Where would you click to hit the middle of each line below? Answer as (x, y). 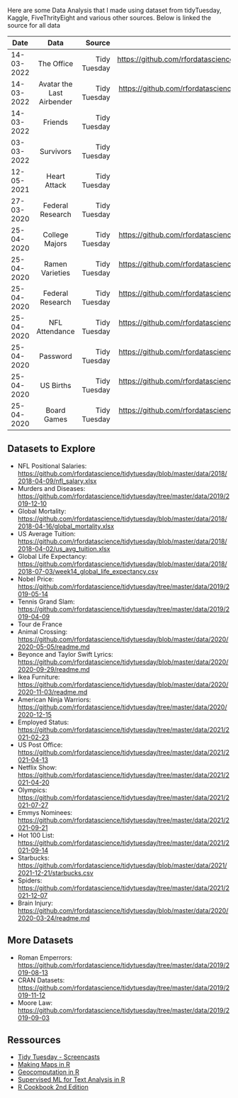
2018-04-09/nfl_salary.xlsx (57, 481)
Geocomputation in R (48, 1072)
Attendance (56, 331)
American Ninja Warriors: (54, 699)
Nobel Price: (36, 579)
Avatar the (56, 84)
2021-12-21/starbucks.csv (55, 872)
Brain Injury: (35, 903)
